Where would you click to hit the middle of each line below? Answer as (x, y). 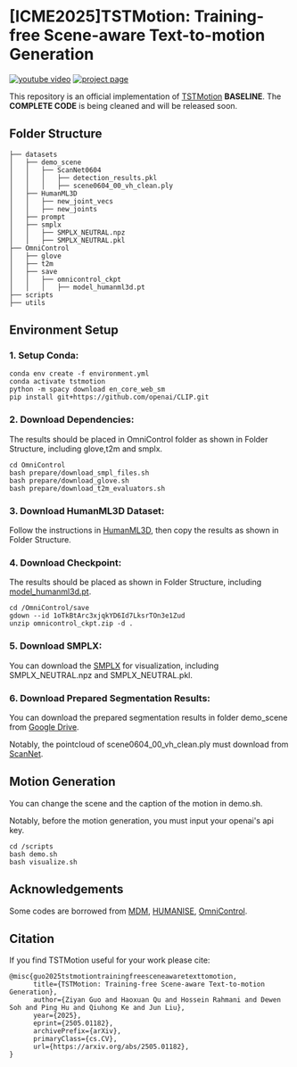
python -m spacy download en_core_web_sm (87, 390)
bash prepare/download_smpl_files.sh (79, 473)
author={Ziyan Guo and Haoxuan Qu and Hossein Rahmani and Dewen (157, 1000)
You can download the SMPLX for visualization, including (114, 666)
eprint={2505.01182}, (73, 1023)
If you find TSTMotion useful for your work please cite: (110, 960)
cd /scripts (31, 846)
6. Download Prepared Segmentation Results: (110, 698)
